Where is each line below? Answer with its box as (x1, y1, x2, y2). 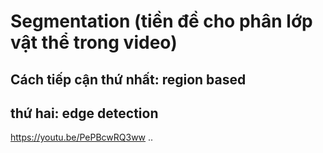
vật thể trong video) (10, 31, 178, 54)
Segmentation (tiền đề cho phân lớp (10, 10, 313, 33)
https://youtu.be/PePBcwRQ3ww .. (10, 131, 154, 144)
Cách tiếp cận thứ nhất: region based (10, 71, 247, 88)
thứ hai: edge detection (10, 105, 159, 122)
